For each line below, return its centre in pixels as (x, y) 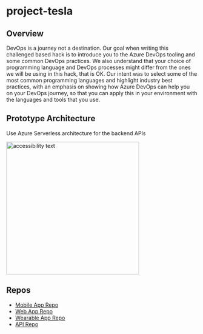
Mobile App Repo (37, 305)
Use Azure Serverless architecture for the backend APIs (76, 133)
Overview (25, 34)
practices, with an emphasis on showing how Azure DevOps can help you (98, 87)
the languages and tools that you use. (53, 99)
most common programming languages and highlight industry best (89, 80)
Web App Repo (34, 311)
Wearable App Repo (40, 318)
